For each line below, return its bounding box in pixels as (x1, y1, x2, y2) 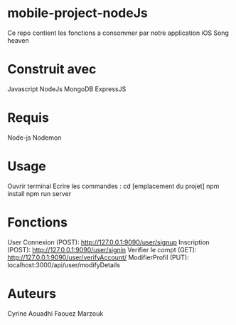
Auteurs (7, 285, 57, 301)
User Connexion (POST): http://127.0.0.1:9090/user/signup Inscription (7, 237, 210, 247)
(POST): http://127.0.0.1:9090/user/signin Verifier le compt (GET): (7, 245, 197, 254)
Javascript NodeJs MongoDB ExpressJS (7, 84, 127, 93)
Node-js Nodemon (7, 133, 62, 142)
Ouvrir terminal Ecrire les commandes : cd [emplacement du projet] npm (7, 182, 220, 190)
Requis (7, 110, 50, 126)
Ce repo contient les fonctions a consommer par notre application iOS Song (7, 29, 230, 37)
